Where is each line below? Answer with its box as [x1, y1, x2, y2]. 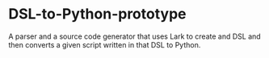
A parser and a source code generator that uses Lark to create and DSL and [8, 31, 261, 41]
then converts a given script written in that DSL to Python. [8, 39, 201, 49]
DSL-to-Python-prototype [8, 5, 187, 23]
